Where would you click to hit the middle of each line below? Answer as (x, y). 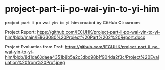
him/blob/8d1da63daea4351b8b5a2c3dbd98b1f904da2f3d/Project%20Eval (82, 57)
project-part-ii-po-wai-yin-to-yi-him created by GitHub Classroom (73, 23)
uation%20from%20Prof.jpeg (35, 62)
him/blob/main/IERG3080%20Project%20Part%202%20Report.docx (75, 37)
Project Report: (21, 32)
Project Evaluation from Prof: (35, 47)
